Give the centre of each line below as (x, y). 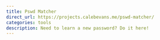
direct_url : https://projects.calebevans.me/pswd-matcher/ (80, 17)
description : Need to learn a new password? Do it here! (78, 28)
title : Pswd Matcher (32, 11)
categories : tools (29, 22)
